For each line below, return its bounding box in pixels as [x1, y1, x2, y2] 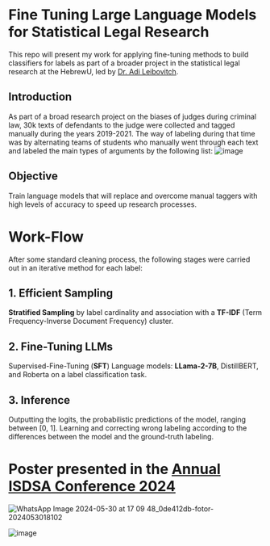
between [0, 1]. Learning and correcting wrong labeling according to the [8, 422, 247, 433]
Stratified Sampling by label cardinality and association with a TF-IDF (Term [8, 308, 263, 317]
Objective [8, 170, 59, 183]
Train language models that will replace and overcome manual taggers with [8, 191, 258, 200]
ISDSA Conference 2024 [8, 477, 176, 496]
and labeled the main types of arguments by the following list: [8, 145, 214, 155]
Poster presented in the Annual [8, 460, 222, 478]
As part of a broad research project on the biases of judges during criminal [8, 111, 256, 121]
